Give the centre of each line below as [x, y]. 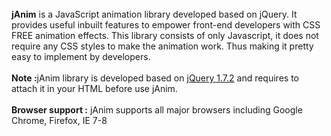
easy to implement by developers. [81, 56]
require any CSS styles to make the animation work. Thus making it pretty [162, 46]
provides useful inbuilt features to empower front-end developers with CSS [166, 25]
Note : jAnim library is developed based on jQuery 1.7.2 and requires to [155, 78]
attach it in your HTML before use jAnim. [94, 88]
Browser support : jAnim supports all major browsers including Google [157, 110]
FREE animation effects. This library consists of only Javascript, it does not [165, 35]
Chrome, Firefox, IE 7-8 [59, 120]
